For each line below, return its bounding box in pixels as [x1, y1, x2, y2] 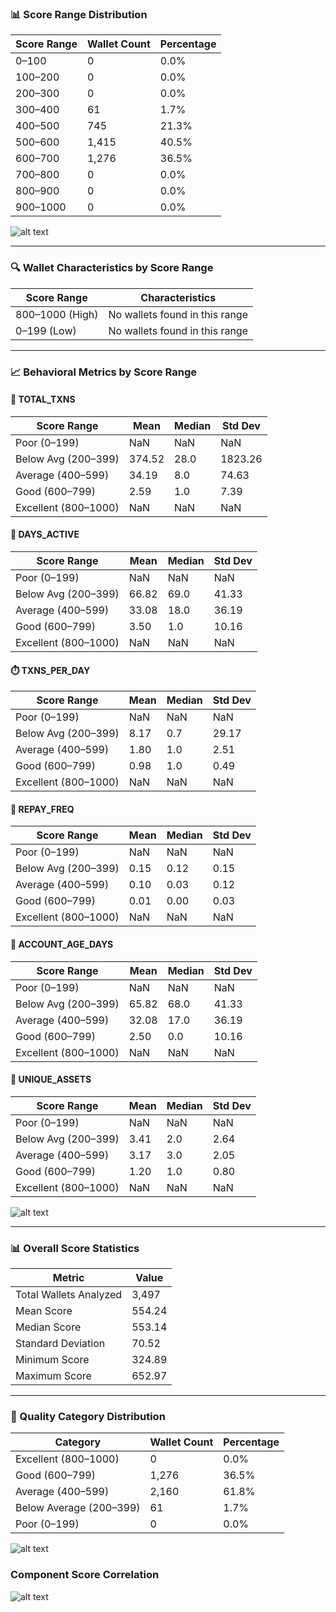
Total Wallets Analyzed [15, 1288, 123, 1302]
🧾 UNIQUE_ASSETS [10, 1073, 92, 1086]
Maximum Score [15, 1369, 92, 1383]
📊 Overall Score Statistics [10, 1241, 140, 1255]
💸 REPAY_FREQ [10, 803, 75, 815]
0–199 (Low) [15, 323, 77, 337]
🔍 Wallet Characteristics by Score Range [10, 261, 214, 275]
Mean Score [15, 1304, 73, 1318]
